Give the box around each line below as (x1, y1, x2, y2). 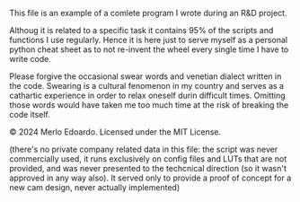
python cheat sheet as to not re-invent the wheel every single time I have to (9, 44, 289, 55)
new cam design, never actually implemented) (9, 182, 181, 192)
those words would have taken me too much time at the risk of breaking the (9, 100, 289, 110)
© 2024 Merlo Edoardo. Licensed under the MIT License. (9, 127, 222, 137)
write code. (9, 54, 51, 64)
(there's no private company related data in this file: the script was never (9, 144, 278, 154)
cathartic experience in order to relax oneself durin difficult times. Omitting (9, 90, 286, 101)
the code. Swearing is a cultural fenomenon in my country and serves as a (9, 81, 285, 91)
